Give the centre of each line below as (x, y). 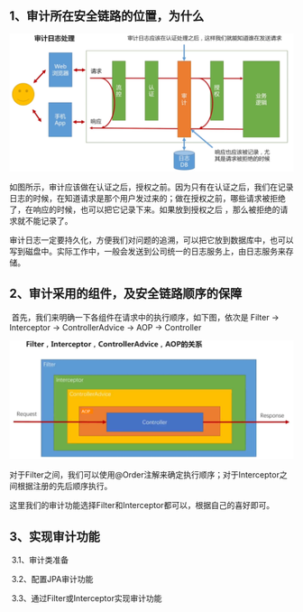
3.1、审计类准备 (40, 560)
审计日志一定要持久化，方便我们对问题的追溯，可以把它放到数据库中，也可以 (151, 240)
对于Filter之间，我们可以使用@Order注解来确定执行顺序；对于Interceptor (144, 475)
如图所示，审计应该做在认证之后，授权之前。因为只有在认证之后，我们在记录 (151, 187)
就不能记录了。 (45, 220)
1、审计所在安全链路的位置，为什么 (107, 16)
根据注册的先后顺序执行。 (64, 487)
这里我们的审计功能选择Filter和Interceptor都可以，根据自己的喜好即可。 (142, 505)
